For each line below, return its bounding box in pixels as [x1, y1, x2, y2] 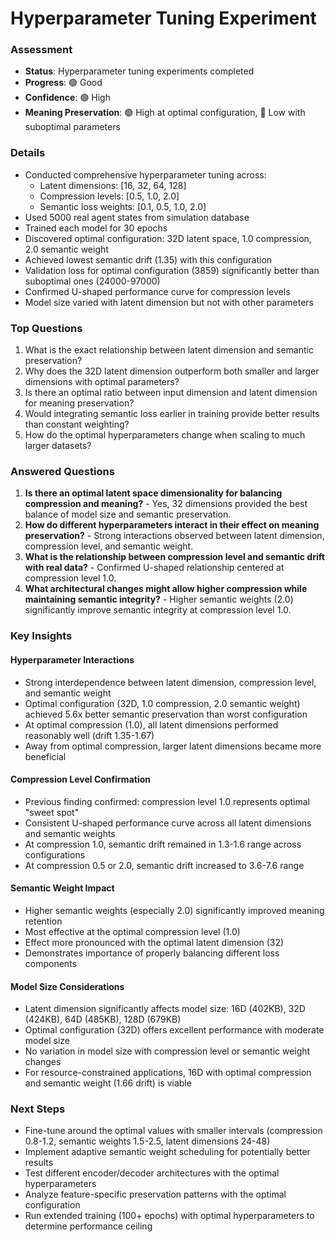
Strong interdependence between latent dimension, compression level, [24, 676, 317, 688]
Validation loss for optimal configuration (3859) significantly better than [24, 264, 320, 276]
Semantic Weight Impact [10, 882, 115, 894]
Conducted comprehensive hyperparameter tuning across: [24, 168, 267, 181]
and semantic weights [24, 827, 116, 839]
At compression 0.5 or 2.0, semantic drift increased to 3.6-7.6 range [24, 859, 305, 871]
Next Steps [10, 1102, 66, 1116]
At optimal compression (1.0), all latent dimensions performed [24, 718, 279, 731]
